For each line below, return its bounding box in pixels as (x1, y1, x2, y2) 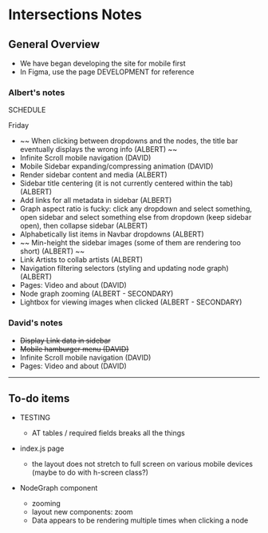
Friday (8, 121, 30, 130)
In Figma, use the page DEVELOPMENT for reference (19, 67, 195, 77)
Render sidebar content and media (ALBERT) (19, 170, 167, 180)
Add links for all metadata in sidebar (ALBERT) (19, 196, 172, 205)
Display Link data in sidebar (19, 336, 112, 345)
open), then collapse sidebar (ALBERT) (19, 221, 148, 231)
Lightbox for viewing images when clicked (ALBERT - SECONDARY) (19, 297, 242, 307)
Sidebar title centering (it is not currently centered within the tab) (19, 178, 234, 189)
